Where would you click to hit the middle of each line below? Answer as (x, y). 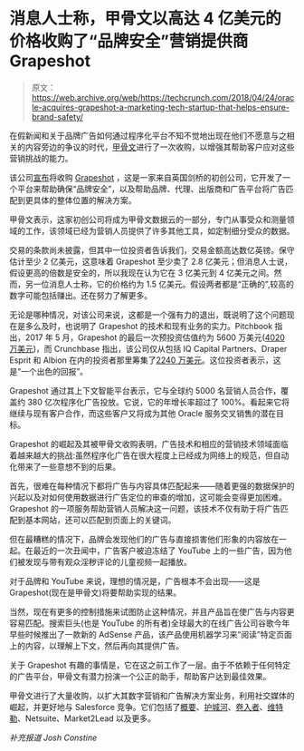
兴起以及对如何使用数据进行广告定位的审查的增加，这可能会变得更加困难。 (148, 497)
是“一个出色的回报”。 (49, 371)
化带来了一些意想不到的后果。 (65, 466)
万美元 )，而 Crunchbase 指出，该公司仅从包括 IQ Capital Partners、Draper (148, 348)
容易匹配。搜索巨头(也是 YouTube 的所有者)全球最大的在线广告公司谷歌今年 (150, 623)
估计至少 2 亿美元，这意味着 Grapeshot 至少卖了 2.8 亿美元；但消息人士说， (151, 261)
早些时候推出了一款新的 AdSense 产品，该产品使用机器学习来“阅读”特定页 (147, 634)
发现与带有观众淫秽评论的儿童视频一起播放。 (108, 561)
